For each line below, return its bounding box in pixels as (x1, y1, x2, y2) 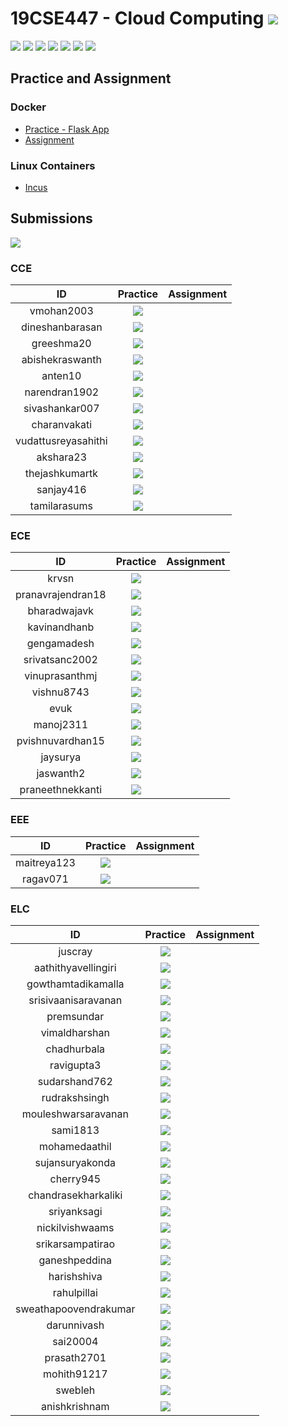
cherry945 (49, 1172, 102, 1186)
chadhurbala (45, 1042, 105, 1056)
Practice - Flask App (24, 123, 110, 135)
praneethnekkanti (19, 783, 103, 797)
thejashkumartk (24, 467, 98, 481)
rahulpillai (52, 1285, 98, 1299)
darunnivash (46, 1318, 105, 1332)
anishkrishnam (41, 1399, 110, 1413)
